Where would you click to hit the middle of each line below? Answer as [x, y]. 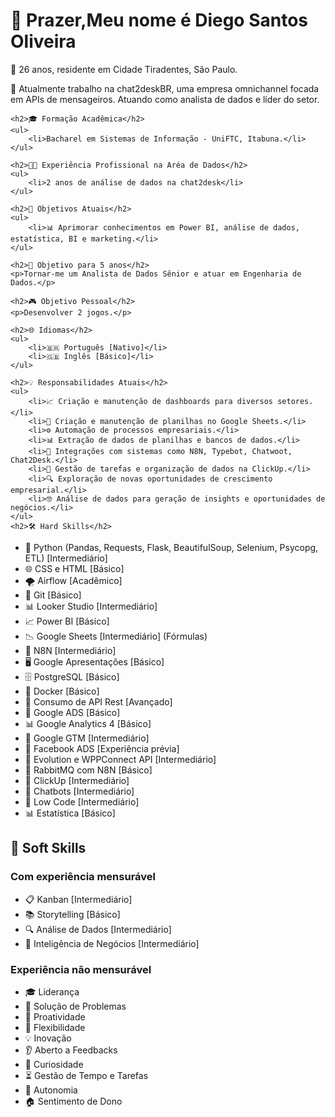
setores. [295, 401]
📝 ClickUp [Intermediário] [77, 780]
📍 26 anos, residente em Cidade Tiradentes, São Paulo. [124, 69]
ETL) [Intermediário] [66, 558]
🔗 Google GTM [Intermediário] [87, 738]
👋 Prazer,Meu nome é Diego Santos [159, 20]
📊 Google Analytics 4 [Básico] [88, 723]
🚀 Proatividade [55, 1016]
